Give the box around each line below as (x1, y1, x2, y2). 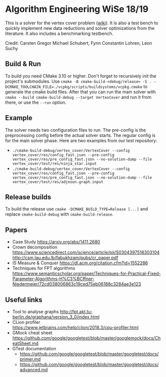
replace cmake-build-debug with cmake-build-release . (5, 211, 114, 217)
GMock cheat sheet (12, 330, 53, 336)
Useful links (5, 296, 43, 304)
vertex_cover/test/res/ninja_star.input (12, 161, 97, 166)
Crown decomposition (12, 244, 58, 250)
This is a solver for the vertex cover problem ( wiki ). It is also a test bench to (5, 20, 159, 26)
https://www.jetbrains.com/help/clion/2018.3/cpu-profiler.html (12, 324, 139, 330)
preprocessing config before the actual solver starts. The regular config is (5, 132, 156, 138)
